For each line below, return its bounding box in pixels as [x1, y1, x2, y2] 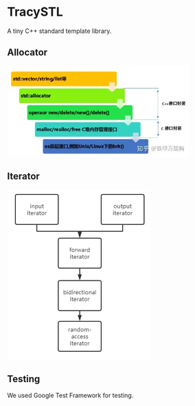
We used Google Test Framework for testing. [7, 392, 134, 400]
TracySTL [7, 4, 63, 20]
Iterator [7, 171, 40, 182]
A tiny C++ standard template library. [7, 27, 112, 35]
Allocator [7, 47, 48, 58]
